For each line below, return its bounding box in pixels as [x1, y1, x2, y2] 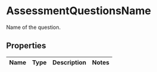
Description [52, 58, 86, 66]
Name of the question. [6, 24, 61, 31]
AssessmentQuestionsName [6, 4, 152, 18]
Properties [6, 41, 46, 51]
